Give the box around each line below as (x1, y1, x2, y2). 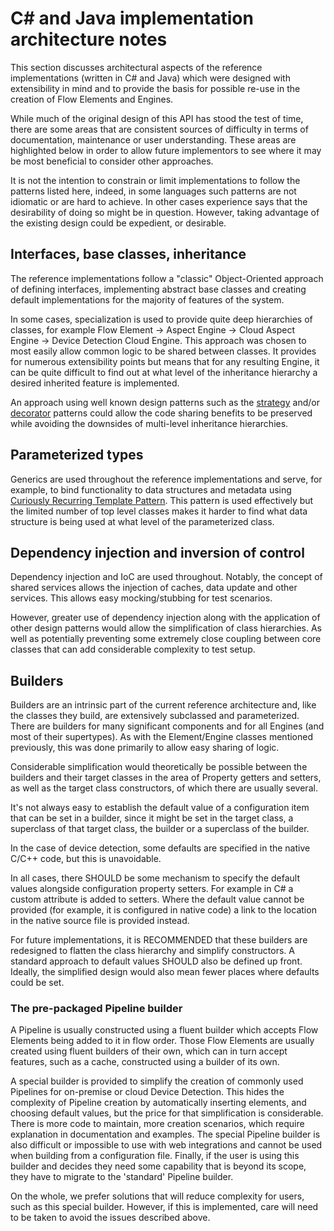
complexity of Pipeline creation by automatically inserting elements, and (10, 1097, 307, 1109)
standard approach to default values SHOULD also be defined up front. (10, 955, 303, 967)
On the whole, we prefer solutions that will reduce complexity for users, (10, 1190, 305, 1202)
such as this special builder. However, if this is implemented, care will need (10, 1201, 319, 1213)
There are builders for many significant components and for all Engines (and (10, 720, 325, 732)
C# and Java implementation (10, 7, 254, 30)
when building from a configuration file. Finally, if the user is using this (10, 1150, 300, 1162)
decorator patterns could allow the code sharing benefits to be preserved (10, 407, 313, 419)
